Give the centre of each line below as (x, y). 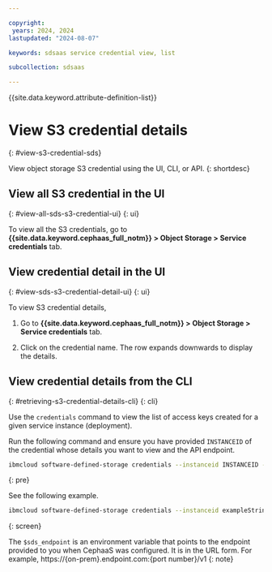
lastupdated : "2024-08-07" (54, 38)
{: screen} (25, 526)
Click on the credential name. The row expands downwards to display (136, 347)
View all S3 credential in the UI (87, 194)
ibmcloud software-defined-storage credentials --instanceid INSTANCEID (134, 464)
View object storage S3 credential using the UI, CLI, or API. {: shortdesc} (129, 169)
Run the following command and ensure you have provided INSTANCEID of (130, 441)
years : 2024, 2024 (43, 30)
